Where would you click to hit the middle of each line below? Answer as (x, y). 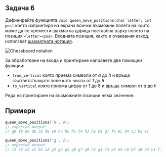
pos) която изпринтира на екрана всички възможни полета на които (77, 25)
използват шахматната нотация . (39, 41)
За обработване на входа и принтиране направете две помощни (74, 60)
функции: (15, 65)
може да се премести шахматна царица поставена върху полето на (77, 30)
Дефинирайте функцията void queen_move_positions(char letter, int (78, 20)
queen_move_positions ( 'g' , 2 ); (37, 141)
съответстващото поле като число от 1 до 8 (58, 80)
